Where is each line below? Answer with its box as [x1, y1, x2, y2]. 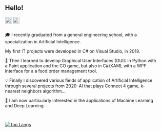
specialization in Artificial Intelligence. [5, 38, 81, 44]
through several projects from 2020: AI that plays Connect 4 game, [5, 83, 140, 89]
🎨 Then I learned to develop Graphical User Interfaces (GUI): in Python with [5, 57, 157, 63]
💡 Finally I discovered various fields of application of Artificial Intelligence [5, 77, 153, 83]
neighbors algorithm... [21, 88, 66, 94]
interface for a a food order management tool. [5, 68, 97, 74]
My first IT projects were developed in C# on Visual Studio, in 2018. [5, 48, 141, 54]
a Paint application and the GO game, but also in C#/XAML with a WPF [5, 63, 146, 69]
